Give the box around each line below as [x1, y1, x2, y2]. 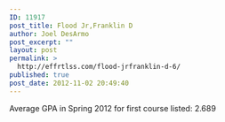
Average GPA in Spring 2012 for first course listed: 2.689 [9, 103, 216, 113]
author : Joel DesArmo [9, 29, 90, 38]
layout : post [9, 46, 58, 55]
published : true [9, 71, 69, 80]
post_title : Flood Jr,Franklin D [9, 21, 133, 30]
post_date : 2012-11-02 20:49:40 [9, 79, 129, 88]
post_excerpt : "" [9, 37, 74, 47]
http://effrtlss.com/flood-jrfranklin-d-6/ [17, 63, 181, 72]
